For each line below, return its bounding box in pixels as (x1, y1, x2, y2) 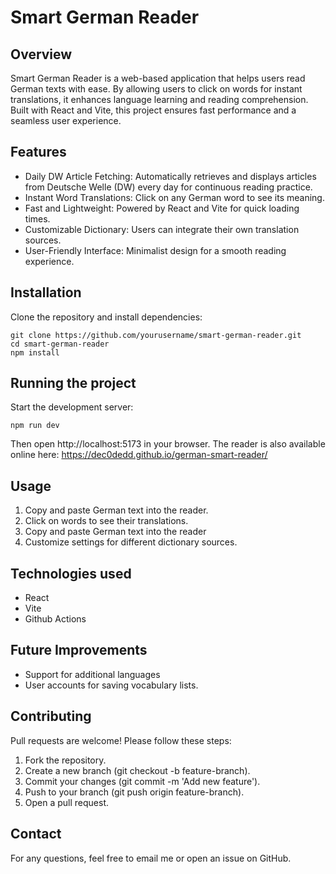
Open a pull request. (24, 796, 110, 808)
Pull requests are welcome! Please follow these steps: (10, 734, 232, 746)
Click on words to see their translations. (24, 515, 189, 527)
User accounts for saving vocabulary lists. (24, 679, 199, 691)
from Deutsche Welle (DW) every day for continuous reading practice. (24, 181, 313, 193)
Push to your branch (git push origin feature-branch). (24, 786, 245, 798)
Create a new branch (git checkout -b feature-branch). (24, 764, 251, 776)
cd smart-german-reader (10, 339, 110, 349)
